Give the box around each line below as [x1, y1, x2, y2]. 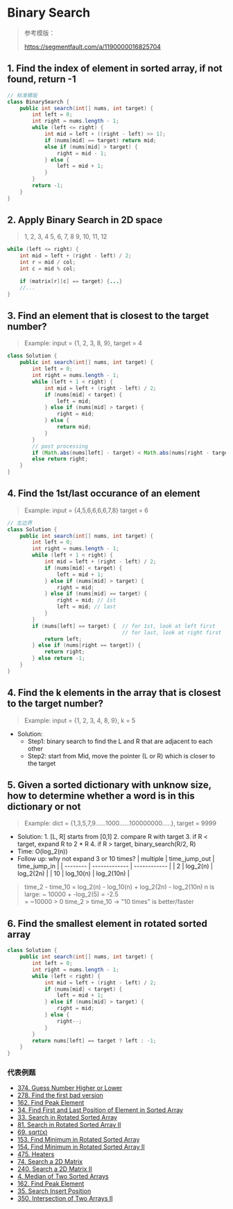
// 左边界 [7, 519, 33, 526]
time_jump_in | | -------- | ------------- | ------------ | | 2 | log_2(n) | [17, 862, 214, 871]
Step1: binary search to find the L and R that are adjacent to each [27, 737, 213, 745]
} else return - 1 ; [32, 655, 85, 662]
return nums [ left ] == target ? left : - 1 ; [32, 1037, 157, 1044]
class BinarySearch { [7, 98, 70, 105]
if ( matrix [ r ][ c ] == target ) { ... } [19, 277, 123, 285]
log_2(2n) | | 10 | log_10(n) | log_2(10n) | [17, 869, 130, 878]
